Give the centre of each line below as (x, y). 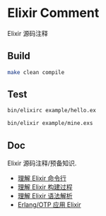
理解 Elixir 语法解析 (45, 196)
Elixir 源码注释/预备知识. (42, 163)
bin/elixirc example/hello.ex (52, 111)
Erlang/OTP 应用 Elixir (49, 205)
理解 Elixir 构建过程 (45, 187)
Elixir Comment (53, 13)
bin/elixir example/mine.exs (50, 124)
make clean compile (36, 72)
